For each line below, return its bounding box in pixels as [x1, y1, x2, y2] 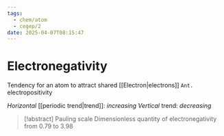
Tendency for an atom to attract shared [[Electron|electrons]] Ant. [7, 81, 194, 90]
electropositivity [7, 88, 53, 96]
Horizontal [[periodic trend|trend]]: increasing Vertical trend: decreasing [7, 102, 212, 110]
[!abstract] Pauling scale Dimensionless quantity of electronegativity [23, 115, 217, 123]
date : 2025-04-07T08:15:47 [7, 29, 84, 36]
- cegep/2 [13, 23, 41, 29]
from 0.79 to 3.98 [23, 122, 73, 131]
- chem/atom [13, 16, 48, 23]
